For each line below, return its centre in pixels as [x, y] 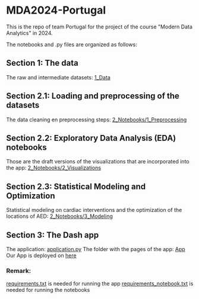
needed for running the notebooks [48, 290]
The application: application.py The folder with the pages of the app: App [96, 249]
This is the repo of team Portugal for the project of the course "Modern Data [99, 27]
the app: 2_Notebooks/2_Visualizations [54, 168]
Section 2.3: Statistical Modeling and [76, 186]
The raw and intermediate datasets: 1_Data [59, 77]
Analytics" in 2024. [30, 33]
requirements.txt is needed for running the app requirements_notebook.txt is [100, 284]
